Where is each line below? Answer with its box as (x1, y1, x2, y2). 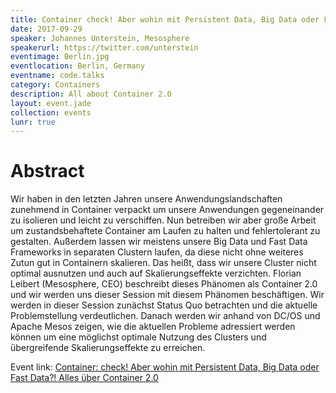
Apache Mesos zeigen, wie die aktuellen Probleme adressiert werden (10, 321, 296, 333)
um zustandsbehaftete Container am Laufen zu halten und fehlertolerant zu (10, 225, 321, 237)
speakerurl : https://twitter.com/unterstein (10, 42, 199, 53)
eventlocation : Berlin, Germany (10, 61, 145, 71)
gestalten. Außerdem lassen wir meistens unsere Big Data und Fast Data (10, 236, 308, 248)
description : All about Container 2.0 (10, 89, 172, 99)
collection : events (10, 107, 92, 118)
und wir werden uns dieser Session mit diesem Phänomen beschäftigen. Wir (10, 289, 325, 301)
